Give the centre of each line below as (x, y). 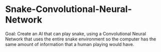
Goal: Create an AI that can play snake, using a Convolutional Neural (76, 33)
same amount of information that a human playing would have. (70, 44)
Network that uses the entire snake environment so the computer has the (81, 39)
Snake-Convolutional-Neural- (68, 9)
